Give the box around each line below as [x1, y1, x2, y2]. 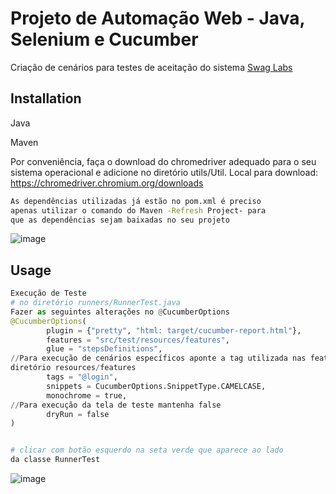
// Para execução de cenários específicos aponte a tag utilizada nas [10, 353, 307, 364]
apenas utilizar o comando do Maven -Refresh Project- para [10, 205, 267, 216]
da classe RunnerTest [10, 455, 101, 465]
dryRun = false [46, 409, 110, 419]
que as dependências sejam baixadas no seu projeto [10, 215, 230, 225]
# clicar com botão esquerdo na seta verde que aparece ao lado [10, 445, 284, 456]
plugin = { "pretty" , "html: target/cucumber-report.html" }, [46, 325, 302, 336]
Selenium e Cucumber [10, 28, 199, 51]
